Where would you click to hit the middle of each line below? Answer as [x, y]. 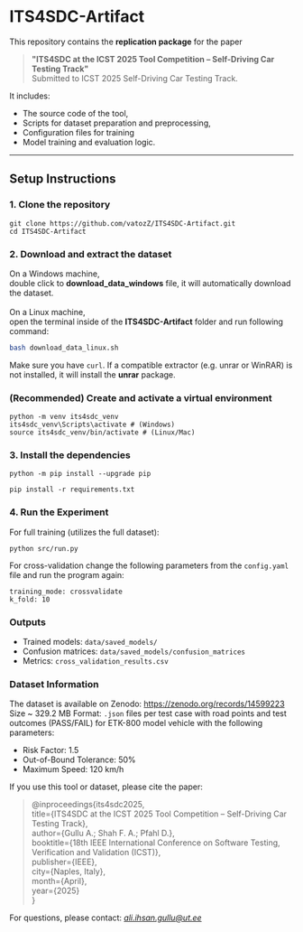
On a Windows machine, [55, 274]
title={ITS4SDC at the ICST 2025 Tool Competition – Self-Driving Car [159, 814]
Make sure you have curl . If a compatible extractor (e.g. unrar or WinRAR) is [151, 365]
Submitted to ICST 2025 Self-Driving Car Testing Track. [135, 78]
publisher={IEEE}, [64, 862]
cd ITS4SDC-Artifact [48, 231]
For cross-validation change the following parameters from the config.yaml [149, 565]
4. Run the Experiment [59, 512]
